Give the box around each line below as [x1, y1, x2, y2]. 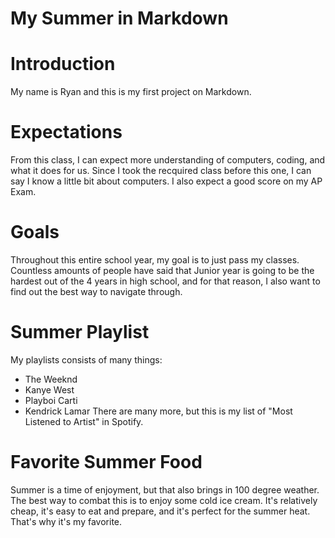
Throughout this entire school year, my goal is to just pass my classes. [10, 254, 300, 266]
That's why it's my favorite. [10, 515, 123, 527]
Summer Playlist [10, 321, 150, 344]
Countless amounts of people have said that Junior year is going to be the [10, 265, 315, 276]
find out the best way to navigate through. [10, 286, 183, 297]
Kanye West [24, 383, 75, 396]
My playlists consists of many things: [10, 353, 163, 366]
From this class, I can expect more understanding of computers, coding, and [10, 154, 326, 166]
